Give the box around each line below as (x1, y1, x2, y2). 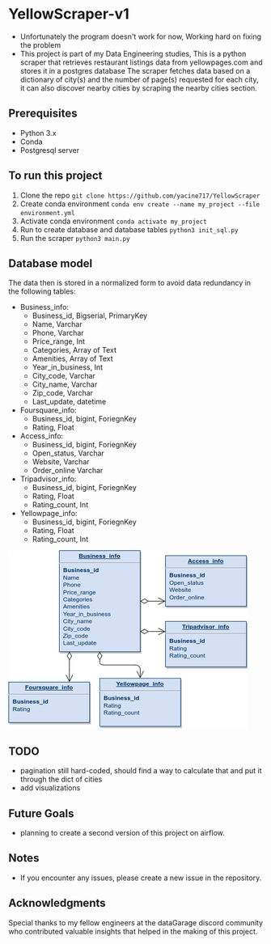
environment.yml (19, 209, 75, 217)
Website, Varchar (32, 457, 91, 467)
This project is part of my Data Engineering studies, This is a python (19, 49, 247, 58)
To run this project (8, 169, 103, 183)
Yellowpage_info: (19, 509, 78, 519)
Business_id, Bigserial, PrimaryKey (32, 311, 148, 320)
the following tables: (8, 286, 76, 296)
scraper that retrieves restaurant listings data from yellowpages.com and (19, 57, 263, 67)
